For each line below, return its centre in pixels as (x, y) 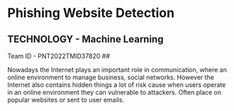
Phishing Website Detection (91, 13)
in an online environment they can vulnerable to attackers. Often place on (115, 92)
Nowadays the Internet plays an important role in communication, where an (117, 70)
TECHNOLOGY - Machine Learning (85, 39)
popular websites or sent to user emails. (66, 100)
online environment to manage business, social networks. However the (111, 77)
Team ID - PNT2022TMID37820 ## (59, 56)
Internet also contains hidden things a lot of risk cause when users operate (117, 85)
